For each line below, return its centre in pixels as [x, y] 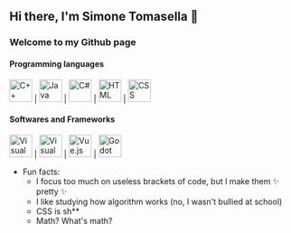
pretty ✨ [52, 191]
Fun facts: [41, 172]
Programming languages [57, 63]
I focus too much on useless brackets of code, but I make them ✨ [158, 181]
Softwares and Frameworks [62, 119]
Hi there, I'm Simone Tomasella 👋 [104, 17]
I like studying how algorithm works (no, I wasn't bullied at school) [159, 201]
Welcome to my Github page [73, 42]
